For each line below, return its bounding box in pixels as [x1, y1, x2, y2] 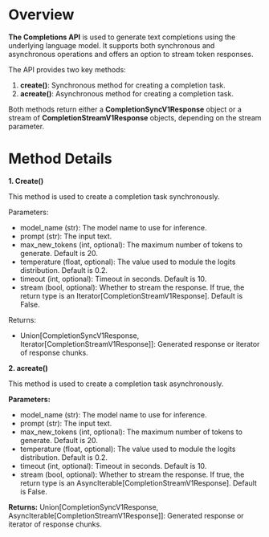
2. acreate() [8, 363, 48, 372]
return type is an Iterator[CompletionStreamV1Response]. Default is [19, 291, 243, 300]
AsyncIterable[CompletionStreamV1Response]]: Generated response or [8, 511, 244, 520]
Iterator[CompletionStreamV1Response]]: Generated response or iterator [19, 339, 260, 348]
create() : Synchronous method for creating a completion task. [19, 80, 226, 90]
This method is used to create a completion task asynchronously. [8, 379, 224, 389]
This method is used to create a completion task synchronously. [8, 191, 220, 201]
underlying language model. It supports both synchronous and [8, 40, 215, 50]
